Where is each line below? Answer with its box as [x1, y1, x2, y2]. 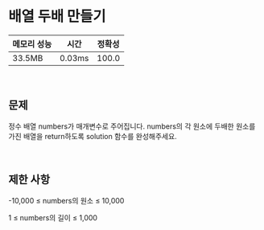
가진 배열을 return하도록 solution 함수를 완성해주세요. [8, 131, 177, 141]
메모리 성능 [12, 38, 52, 49]
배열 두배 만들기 [8, 7, 106, 26]
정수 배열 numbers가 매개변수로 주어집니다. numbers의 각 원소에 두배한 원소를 [8, 121, 256, 131]
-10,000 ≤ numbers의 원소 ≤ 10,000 [8, 195, 125, 205]
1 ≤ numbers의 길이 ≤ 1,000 [8, 212, 98, 222]
